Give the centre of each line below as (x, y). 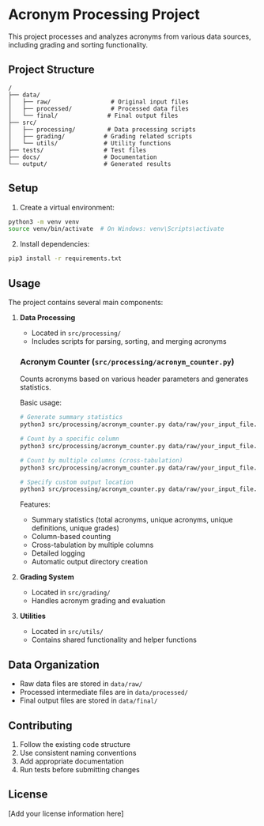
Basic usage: (40, 403)
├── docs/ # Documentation (83, 157)
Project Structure (51, 70)
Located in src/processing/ (76, 333)
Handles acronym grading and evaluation (98, 601)
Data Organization (54, 664)
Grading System (47, 577)
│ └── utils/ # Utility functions (90, 143)
